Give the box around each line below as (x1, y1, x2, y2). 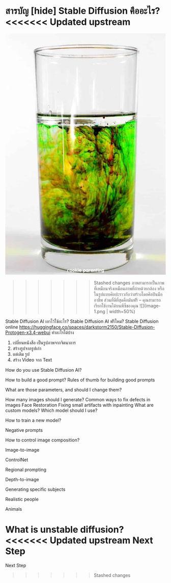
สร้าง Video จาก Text (12, 356, 52, 363)
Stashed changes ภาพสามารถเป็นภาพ (94, 280, 164, 286)
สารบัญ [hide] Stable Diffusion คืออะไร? (5, 5, 160, 17)
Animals (5, 506, 22, 512)
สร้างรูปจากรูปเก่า (12, 345, 42, 351)
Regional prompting (5, 466, 47, 473)
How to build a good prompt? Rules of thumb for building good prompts (5, 377, 155, 383)
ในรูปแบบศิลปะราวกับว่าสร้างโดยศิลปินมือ (94, 291, 163, 297)
